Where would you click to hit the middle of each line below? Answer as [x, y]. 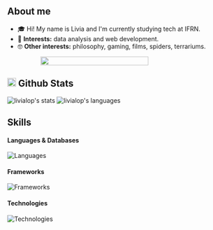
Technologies [28, 203]
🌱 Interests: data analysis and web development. [88, 38]
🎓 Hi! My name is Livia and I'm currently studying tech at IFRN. [109, 29]
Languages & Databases [43, 140]
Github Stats [46, 84]
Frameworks [26, 171]
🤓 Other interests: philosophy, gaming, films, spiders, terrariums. [111, 46]
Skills [19, 123]
